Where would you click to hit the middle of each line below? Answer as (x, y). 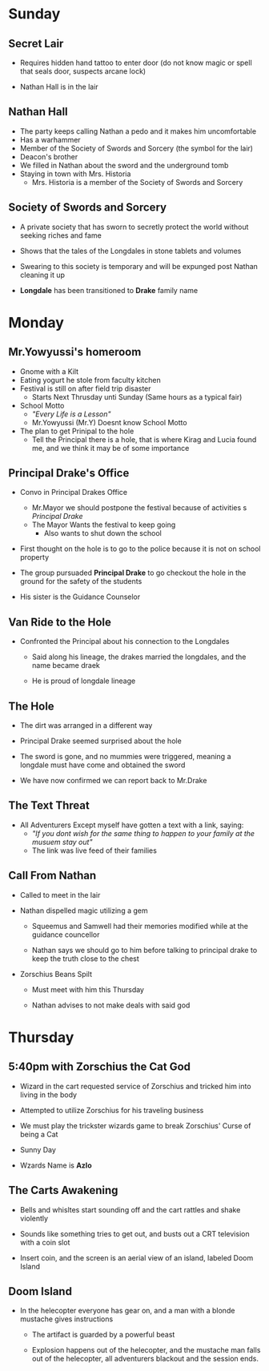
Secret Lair (36, 44)
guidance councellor (66, 935)
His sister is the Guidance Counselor (80, 597)
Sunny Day (38, 1149)
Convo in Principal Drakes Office (74, 493)
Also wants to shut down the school (102, 533)
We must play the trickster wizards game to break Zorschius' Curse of (135, 1125)
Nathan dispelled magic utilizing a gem (84, 911)
